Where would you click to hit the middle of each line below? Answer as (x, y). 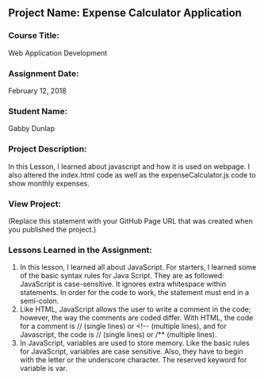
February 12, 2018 (38, 90)
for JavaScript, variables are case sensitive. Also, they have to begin (131, 351)
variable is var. (43, 369)
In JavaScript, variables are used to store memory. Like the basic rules (134, 343)
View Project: (35, 204)
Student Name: (38, 111)
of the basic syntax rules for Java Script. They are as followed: (122, 276)
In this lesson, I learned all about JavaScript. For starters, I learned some (138, 267)
